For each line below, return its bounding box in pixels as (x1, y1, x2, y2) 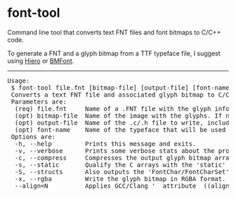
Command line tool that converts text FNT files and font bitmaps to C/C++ (7, 28, 221, 36)
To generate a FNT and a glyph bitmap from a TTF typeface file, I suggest (7, 49, 221, 57)
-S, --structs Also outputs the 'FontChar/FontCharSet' (14, 168, 230, 176)
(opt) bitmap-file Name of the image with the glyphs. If (14, 111, 223, 120)
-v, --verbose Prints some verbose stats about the (14, 147, 216, 155)
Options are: (11, 133, 56, 141)
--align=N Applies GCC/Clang (14, 182, 149, 190)
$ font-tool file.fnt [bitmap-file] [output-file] (11, 83, 190, 92)
